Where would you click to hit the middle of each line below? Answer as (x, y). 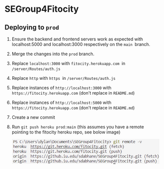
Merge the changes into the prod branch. (53, 54)
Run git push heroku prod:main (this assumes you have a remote (78, 127)
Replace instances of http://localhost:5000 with (61, 102)
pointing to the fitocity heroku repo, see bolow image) (66, 132)
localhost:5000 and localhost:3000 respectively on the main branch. (81, 44)
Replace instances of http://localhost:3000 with (61, 88)
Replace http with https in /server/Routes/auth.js (64, 78)
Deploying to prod (32, 27)
